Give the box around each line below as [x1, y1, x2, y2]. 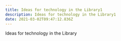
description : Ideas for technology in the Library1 [5, 12, 116, 17]
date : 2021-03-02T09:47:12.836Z [5, 16, 73, 21]
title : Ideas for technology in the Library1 [5, 7, 102, 12]
